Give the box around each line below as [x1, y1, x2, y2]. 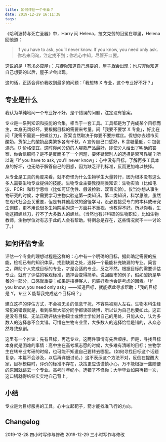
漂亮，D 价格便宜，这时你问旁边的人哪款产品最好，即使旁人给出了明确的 [5, 145, 153, 151]
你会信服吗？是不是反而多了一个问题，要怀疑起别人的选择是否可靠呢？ [13, 151, 157, 157]
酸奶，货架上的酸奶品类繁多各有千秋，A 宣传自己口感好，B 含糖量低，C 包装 [5, 139, 161, 145]
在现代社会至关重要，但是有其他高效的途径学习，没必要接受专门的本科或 [5, 199, 152, 205]
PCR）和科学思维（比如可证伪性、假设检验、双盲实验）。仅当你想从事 [13, 186, 155, 192]
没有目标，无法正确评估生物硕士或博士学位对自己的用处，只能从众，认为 [9, 313, 157, 319]
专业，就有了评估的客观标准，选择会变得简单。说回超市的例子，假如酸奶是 [5, 272, 157, 277]
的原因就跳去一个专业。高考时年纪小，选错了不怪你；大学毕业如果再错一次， [5, 367, 161, 373]
